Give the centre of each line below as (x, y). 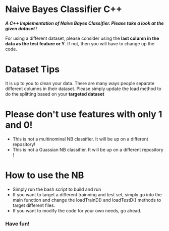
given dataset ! (21, 28)
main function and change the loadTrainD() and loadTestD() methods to (87, 200)
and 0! (19, 125)
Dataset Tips (32, 69)
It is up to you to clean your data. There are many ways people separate (80, 83)
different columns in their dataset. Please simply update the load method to (83, 89)
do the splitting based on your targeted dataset (55, 94)
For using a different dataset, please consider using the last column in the (82, 38)
